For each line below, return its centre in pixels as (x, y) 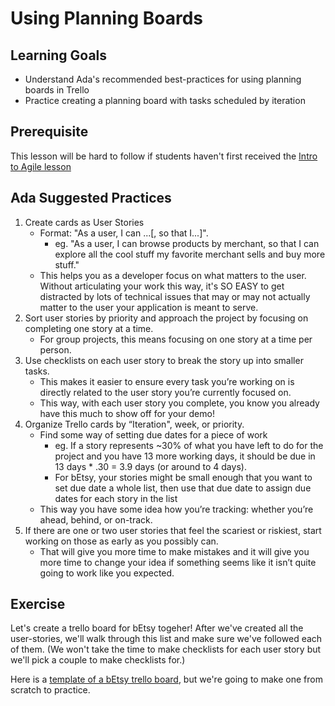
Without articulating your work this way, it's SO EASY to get (162, 286)
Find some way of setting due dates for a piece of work (153, 434)
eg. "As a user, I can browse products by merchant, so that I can (187, 243)
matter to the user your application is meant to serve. (149, 307)
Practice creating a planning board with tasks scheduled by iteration (165, 100)
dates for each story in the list (116, 498)
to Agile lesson (41, 166)
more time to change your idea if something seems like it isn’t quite (178, 562)
